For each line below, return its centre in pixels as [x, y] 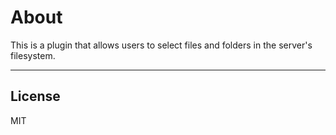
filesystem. [33, 55]
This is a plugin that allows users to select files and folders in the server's [161, 45]
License [35, 96]
